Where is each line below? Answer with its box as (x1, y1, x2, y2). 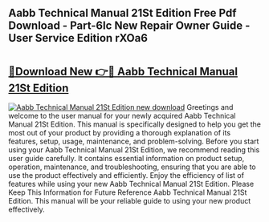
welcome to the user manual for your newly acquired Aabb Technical (8, 111, 236, 120)
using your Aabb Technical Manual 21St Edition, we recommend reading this (8, 145, 260, 155)
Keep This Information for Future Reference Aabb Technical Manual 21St (8, 188, 247, 197)
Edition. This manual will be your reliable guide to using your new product (8, 196, 251, 205)
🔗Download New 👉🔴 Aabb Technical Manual (8, 64, 238, 79)
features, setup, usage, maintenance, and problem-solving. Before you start (8, 136, 259, 146)
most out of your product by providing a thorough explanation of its (8, 128, 231, 137)
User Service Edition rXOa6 (8, 31, 149, 45)
